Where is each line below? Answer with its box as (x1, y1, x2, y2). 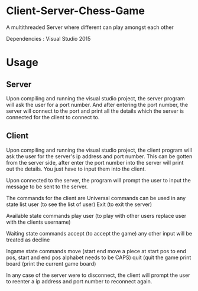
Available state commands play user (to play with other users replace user (6, 212, 187, 219)
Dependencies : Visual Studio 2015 (6, 35, 91, 42)
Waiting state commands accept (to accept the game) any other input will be (6, 230, 193, 237)
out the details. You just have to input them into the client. (6, 165, 147, 172)
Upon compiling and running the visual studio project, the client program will (6, 146, 192, 153)
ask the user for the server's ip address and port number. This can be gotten (6, 152, 193, 160)
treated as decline (6, 236, 50, 243)
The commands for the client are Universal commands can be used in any (6, 194, 186, 201)
